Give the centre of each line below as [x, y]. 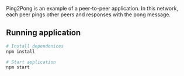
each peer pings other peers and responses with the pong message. [88, 15]
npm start [18, 67]
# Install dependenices [35, 46]
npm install [20, 52]
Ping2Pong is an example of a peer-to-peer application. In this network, [92, 8]
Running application [44, 33]
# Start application [31, 62]
